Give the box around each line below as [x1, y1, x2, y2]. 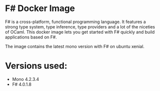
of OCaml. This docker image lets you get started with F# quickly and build [5, 29, 155, 35]
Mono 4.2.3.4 [12, 76, 39, 82]
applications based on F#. [5, 34, 57, 40]
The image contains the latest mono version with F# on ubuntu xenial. [5, 43, 145, 49]
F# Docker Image [5, 3, 75, 14]
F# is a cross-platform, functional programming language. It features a [5, 19, 146, 25]
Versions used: [5, 61, 68, 71]
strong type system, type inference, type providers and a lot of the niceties [5, 24, 155, 29]
